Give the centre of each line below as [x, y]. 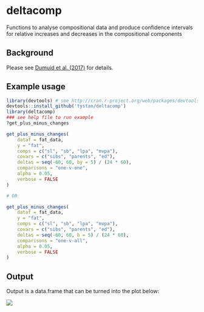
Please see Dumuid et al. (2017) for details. [60, 67]
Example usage [36, 86]
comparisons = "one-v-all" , [53, 240]
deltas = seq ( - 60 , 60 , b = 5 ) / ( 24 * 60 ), [73, 235]
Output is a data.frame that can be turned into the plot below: [83, 291]
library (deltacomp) [31, 112]
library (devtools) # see [38, 101]
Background [30, 53]
